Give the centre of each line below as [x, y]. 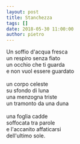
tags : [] [17, 23]
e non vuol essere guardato [40, 71]
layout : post [23, 12]
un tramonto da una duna [38, 103]
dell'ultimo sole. [26, 136]
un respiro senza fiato [33, 58]
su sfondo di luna [28, 91]
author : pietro [25, 35]
